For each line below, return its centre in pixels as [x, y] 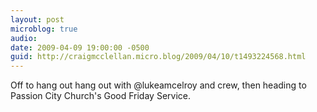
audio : [24, 38]
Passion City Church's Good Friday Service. [100, 96]
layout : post [37, 19]
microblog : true [44, 29]
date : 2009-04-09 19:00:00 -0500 [80, 47]
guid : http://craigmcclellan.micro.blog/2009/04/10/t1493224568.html [158, 57]
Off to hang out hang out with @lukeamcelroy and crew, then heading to [158, 85]
